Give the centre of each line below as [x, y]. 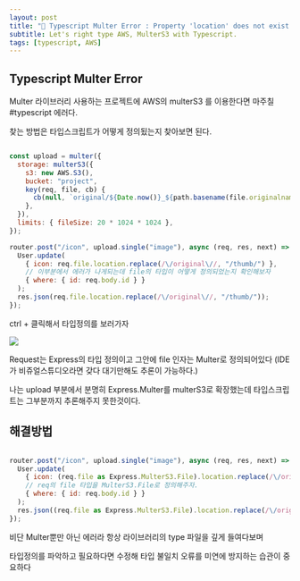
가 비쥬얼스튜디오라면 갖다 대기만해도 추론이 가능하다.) [104, 370]
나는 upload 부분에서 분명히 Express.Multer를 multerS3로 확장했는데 [130, 389]
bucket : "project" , [62, 181]
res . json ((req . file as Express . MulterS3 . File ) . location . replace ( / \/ [147, 510]
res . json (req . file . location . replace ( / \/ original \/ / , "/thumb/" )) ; [143, 297]
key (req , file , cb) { [65, 189]
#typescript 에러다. [44, 113]
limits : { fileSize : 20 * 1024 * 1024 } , [96, 223]
